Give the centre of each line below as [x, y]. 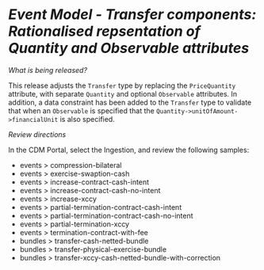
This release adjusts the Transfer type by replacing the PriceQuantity [122, 86]
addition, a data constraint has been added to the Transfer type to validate [130, 102]
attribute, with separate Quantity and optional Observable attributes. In [123, 93]
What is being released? [48, 70]
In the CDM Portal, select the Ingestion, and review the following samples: [129, 150]
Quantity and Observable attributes [129, 48]
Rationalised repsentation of [104, 31]
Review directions [37, 134]
